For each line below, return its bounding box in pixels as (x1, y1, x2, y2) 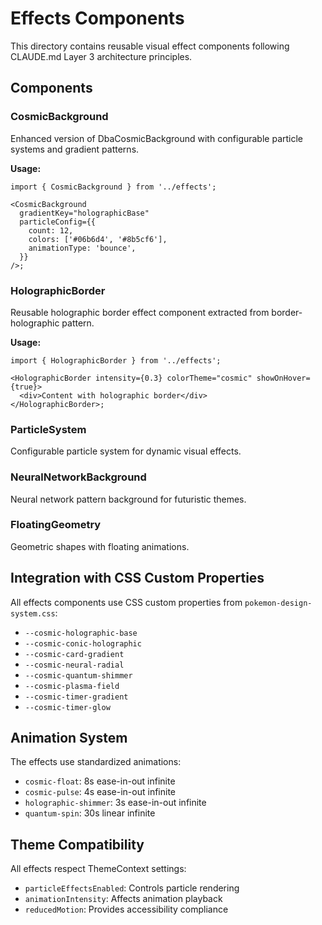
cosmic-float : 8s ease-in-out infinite (24, 775, 176, 787)
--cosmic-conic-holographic (24, 638, 142, 649)
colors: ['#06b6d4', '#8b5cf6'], (28, 234, 168, 244)
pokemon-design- (244, 598, 313, 608)
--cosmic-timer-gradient (24, 692, 129, 702)
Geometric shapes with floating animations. (10, 540, 190, 552)
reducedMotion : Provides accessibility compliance (24, 903, 229, 916)
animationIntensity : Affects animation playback (24, 893, 223, 905)
